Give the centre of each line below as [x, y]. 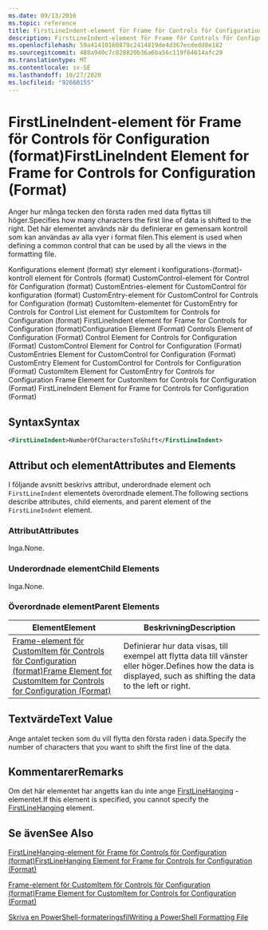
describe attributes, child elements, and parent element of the [110, 501]
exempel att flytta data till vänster [186, 655]
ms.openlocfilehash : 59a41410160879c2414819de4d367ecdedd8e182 [116, 46]
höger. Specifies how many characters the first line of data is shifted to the [130, 220]
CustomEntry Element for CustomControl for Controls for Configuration [125, 363]
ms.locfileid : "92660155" [51, 82]
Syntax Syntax [44, 422]
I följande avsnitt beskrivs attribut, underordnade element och [110, 485]
